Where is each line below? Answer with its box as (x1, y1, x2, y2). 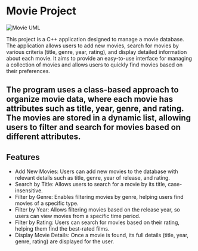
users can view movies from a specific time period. (14, 213, 141, 220)
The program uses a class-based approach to (6, 85, 179, 95)
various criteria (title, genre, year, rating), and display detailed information (6, 48, 187, 55)
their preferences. (6, 67, 51, 74)
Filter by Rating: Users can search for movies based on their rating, (14, 219, 180, 226)
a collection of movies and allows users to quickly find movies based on (6, 61, 183, 68)
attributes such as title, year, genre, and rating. (6, 104, 184, 114)
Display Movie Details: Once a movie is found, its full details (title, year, (14, 232, 189, 239)
